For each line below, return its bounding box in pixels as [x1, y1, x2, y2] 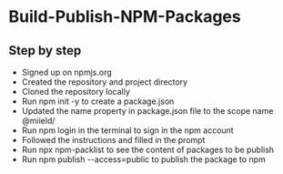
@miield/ [21, 116, 56, 126]
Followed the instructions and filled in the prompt [21, 135, 206, 145]
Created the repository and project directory [21, 77, 188, 87]
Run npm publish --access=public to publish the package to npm [21, 154, 266, 165]
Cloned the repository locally [21, 87, 131, 97]
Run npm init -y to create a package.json [21, 96, 175, 107]
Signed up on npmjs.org [21, 67, 113, 77]
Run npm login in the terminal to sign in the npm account [21, 125, 234, 136]
